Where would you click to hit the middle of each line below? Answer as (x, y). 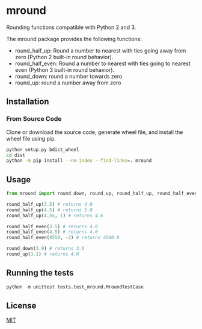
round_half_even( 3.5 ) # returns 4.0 (52, 226)
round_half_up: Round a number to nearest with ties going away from (100, 50)
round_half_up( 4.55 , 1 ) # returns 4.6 (55, 216)
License (21, 306)
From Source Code (34, 119)
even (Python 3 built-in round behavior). (65, 69)
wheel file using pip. (31, 138)
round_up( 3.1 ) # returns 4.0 (43, 254)
